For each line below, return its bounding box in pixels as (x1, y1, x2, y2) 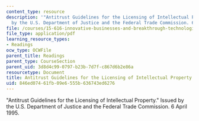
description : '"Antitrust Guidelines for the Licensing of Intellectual (6, 14, 190, 20)
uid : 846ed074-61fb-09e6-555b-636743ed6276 (6, 81, 115, 87)
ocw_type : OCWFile (6, 47, 52, 53)
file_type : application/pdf (6, 31, 76, 37)
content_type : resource (6, 8, 65, 15)
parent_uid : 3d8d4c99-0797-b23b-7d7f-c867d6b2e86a (6, 63, 134, 70)
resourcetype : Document (6, 69, 65, 75)
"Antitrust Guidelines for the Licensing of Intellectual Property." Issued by (6, 97, 185, 104)
